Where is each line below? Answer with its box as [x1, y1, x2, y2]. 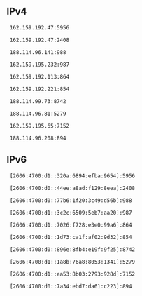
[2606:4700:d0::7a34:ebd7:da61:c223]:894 [9, 283, 132, 290]
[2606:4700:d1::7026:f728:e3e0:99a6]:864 [9, 221, 132, 229]
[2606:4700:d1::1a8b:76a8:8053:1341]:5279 [9, 258, 136, 265]
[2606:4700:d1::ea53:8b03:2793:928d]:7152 [9, 270, 136, 278]
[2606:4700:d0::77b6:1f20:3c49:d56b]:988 [9, 196, 132, 204]
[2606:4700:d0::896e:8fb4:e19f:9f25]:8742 [9, 245, 136, 253]
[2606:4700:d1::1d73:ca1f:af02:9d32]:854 [9, 234, 132, 241]
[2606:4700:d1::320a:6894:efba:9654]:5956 [9, 172, 136, 180]
